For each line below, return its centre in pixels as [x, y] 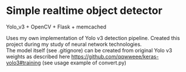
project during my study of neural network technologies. [74, 44]
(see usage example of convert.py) [84, 63]
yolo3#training [23, 63]
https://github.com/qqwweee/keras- [115, 56]
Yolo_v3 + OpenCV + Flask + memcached [56, 27]
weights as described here [38, 56]
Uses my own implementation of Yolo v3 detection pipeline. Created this [93, 38]
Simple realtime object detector [84, 11]
